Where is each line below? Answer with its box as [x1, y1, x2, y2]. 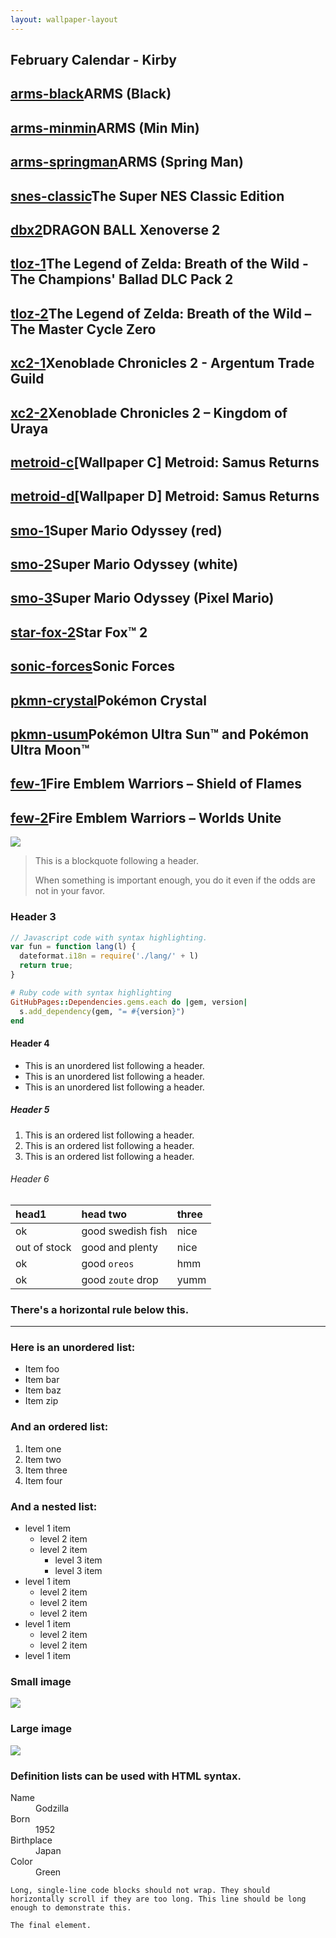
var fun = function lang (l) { [10, 942, 137, 952]
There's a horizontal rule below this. [10, 1302, 190, 1316]
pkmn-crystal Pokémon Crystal [10, 692, 207, 709]
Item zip [24, 1395, 59, 1407]
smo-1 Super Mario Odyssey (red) [10, 522, 223, 539]
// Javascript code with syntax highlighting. [10, 932, 208, 943]
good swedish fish [81, 1224, 168, 1238]
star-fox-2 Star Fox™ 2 [10, 624, 148, 641]
